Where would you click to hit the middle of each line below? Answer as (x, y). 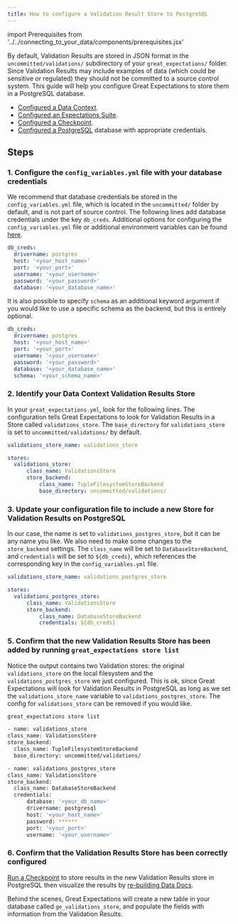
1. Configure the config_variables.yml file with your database (115, 172)
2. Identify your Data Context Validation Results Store (101, 394)
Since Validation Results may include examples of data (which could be (112, 70)
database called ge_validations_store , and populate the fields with (106, 906)
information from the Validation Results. (65, 914)
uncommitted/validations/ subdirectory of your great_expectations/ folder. (118, 63)
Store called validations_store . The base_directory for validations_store (116, 424)
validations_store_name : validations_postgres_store (87, 577)
